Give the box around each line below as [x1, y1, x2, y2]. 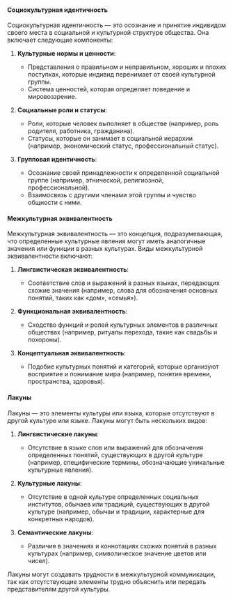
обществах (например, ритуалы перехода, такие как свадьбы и [27, 328, 218, 337]
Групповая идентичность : [17, 155, 97, 164]
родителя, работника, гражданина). [27, 127, 135, 135]
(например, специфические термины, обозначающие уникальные [27, 458, 225, 466]
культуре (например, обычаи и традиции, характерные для [27, 507, 205, 516]
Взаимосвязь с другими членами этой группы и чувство [27, 191, 197, 199]
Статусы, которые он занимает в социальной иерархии [27, 134, 193, 143]
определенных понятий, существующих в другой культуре [27, 450, 203, 459]
